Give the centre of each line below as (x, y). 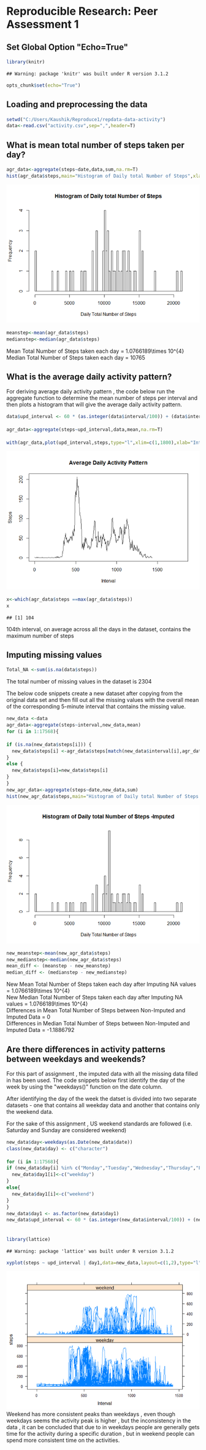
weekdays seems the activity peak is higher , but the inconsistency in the (99, 1420)
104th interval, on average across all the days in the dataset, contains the (99, 629)
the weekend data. (30, 1111)
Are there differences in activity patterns (86, 1049)
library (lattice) (29, 1240)
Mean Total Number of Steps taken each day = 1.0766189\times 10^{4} (95, 351)
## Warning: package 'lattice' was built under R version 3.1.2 (90, 1251)
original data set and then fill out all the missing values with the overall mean (103, 700)
